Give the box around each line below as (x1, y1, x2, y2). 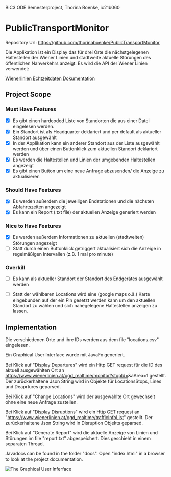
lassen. (12, 308, 28, 314)
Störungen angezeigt (12, 240, 57, 246)
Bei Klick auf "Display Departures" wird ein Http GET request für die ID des (5, 362, 162, 368)
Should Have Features (5, 186, 61, 193)
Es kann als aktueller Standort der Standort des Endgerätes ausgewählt (12, 275, 163, 282)
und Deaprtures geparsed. (5, 384, 61, 390)
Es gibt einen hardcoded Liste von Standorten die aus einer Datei (12, 117, 150, 124)
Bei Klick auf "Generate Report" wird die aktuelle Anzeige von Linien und (5, 430, 158, 436)
